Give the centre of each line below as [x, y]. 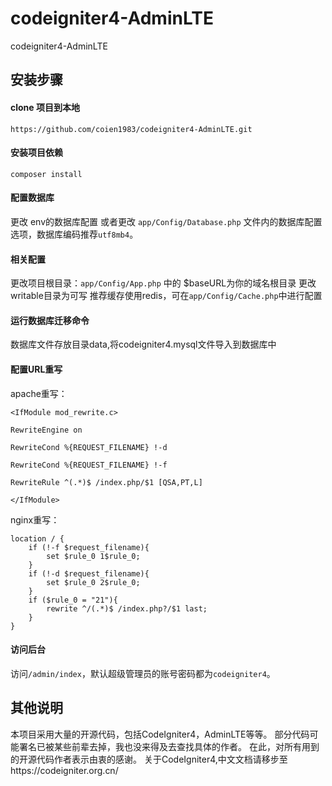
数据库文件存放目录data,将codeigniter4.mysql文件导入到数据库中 [143, 344]
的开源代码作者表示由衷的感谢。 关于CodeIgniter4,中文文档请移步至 [149, 759]
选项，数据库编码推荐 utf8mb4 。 [74, 234]
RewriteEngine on [46, 430]
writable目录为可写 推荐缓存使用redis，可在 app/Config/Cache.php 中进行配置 [166, 296]
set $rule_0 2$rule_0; [93, 582]
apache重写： [39, 393]
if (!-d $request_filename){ [89, 573]
